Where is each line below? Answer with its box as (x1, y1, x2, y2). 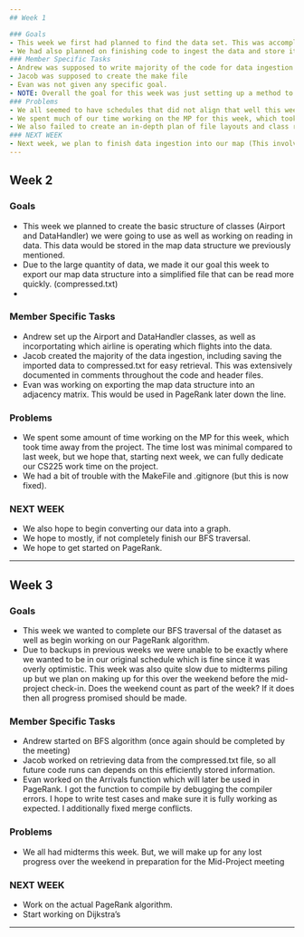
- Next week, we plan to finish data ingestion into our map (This (9, 140, 270, 149)
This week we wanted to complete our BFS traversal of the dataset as (22, 625, 282, 636)
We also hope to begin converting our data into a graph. (22, 523, 232, 535)
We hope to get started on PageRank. (22, 543, 163, 554)
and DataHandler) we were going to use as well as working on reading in (22, 230, 294, 241)
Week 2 (9, 173, 53, 188)
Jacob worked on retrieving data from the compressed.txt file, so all (22, 755, 276, 766)
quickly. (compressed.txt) (22, 278, 119, 289)
